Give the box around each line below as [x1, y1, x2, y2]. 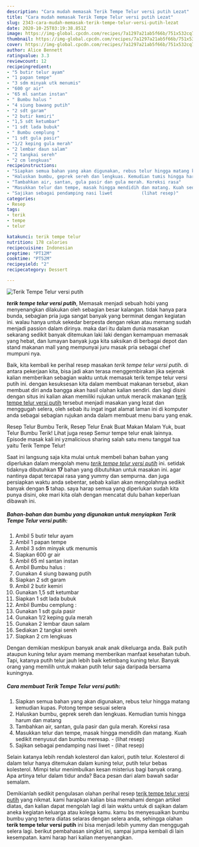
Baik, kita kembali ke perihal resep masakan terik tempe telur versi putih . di [6, 361, 188, 368]
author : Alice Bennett [6, 47, 63, 53]
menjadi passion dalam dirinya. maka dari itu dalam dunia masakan [6, 325, 169, 332]
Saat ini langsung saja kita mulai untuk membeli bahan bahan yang [6, 453, 169, 460]
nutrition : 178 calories [6, 239, 68, 245]
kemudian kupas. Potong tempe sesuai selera [15, 704, 126, 711]
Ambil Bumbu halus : [15, 563, 66, 571]
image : [6, 31, 23, 37]
